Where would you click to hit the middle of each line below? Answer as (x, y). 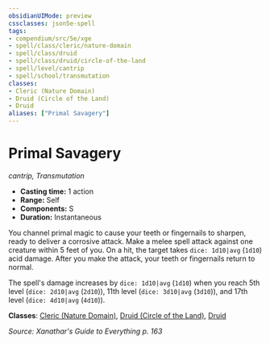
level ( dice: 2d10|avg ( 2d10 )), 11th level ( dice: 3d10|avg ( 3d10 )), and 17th (128, 291)
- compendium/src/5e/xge (50, 38)
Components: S (47, 208)
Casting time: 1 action (57, 191)
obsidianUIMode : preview (50, 16)
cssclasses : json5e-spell (52, 23)
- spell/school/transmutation (59, 76)
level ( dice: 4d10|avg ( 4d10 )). (57, 300)
